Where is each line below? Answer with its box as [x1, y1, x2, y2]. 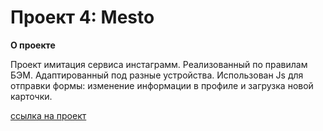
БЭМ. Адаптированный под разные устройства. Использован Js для [10, 69, 304, 81]
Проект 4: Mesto [10, 6, 155, 29]
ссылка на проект [10, 109, 87, 121]
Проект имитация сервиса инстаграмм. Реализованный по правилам [10, 58, 308, 70]
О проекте [10, 39, 56, 51]
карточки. [10, 90, 53, 102]
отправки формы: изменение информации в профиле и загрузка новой [10, 79, 314, 91]
